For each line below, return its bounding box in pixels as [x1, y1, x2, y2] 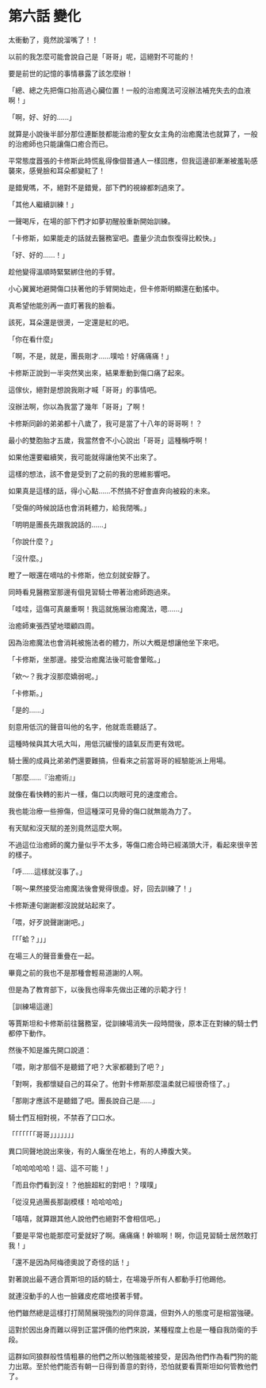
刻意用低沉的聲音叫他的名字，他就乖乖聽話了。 [8, 722, 161, 731]
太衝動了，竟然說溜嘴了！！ [8, 35, 99, 44]
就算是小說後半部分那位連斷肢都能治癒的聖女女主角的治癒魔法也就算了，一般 [8, 128, 258, 139]
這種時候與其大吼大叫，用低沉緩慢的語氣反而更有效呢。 [8, 738, 188, 748]
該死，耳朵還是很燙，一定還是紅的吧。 [8, 317, 133, 327]
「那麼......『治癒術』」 [8, 773, 80, 782]
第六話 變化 [8, 7, 82, 25]
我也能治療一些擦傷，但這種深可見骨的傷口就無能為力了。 [8, 806, 196, 815]
